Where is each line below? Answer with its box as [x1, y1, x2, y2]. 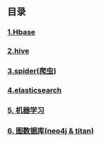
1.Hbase [7, 27, 36, 37]
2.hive [7, 46, 29, 56]
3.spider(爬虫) [7, 66, 57, 76]
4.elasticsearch [7, 85, 62, 95]
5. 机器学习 [7, 106, 45, 115]
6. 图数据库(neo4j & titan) [7, 126, 95, 136]
